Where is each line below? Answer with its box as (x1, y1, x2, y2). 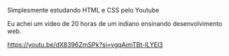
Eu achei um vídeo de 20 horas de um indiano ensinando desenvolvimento (7, 20, 223, 27)
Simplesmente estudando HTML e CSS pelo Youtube (7, 6, 160, 14)
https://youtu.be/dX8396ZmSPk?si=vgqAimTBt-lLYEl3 (7, 41, 163, 48)
